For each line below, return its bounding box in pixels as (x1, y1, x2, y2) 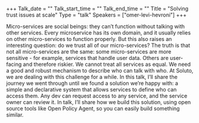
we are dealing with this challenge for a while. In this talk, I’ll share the (6, 74, 178, 80)
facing (6, 61, 22, 68)
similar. (6, 111, 24, 118)
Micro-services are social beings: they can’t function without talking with (6, 23, 185, 30)
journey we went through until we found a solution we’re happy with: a (6, 80, 179, 87)
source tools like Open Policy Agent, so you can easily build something (6, 105, 180, 112)
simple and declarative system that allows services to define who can (6, 86, 177, 93)
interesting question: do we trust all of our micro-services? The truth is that (6, 42, 191, 49)
